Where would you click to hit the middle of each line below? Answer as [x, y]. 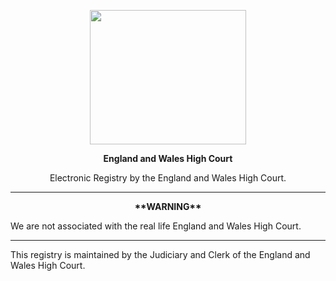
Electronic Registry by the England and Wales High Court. [168, 178]
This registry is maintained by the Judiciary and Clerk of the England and [160, 254]
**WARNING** [168, 206]
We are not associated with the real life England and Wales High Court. [156, 226]
